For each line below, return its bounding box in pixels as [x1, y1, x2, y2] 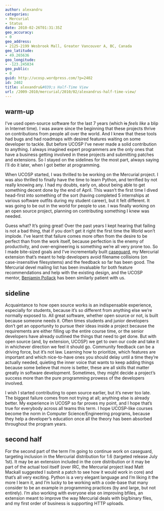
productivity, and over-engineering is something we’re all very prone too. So [5, 244, 158, 250]
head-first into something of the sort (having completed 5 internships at [5, 192, 149, 199]
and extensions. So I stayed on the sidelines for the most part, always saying [5, 157, 159, 163]
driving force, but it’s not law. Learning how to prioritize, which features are [5, 349, 156, 355]
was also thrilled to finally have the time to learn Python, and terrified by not [5, 177, 158, 183]
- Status [5, 21, 23, 26]
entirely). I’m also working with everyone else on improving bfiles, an [5, 490, 143, 496]
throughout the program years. [5, 421, 67, 427]
